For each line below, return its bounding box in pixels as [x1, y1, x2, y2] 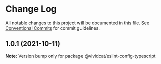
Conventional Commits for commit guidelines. [5, 25, 100, 31]
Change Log [5, 3, 57, 15]
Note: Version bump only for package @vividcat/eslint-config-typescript [5, 53, 156, 59]
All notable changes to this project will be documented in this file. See [5, 20, 150, 26]
